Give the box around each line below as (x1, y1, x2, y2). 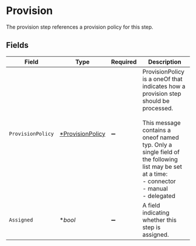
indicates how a (142, 82, 185, 90)
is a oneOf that (142, 75, 183, 83)
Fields (6, 40, 29, 50)
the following (142, 155, 178, 163)
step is (142, 223, 161, 231)
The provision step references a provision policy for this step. (6, 23, 153, 30)
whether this (142, 216, 177, 224)
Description (148, 57, 182, 65)
